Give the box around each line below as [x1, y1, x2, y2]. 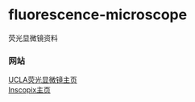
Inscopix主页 [8, 85, 51, 95]
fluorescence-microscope [8, 6, 188, 24]
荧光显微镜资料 [8, 33, 58, 43]
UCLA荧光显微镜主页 [8, 75, 78, 85]
